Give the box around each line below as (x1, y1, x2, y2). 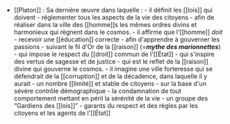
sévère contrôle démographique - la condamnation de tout (13, 87, 182, 95)
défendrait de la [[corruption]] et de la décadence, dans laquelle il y (13, 72, 208, 80)
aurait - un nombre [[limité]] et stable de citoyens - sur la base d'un (13, 80, 207, 87)
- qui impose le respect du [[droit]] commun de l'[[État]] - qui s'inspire (13, 50, 215, 58)
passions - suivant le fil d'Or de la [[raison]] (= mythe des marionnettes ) (13, 43, 221, 51)
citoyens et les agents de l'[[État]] (13, 109, 111, 117)
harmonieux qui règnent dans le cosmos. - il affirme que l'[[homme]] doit (13, 28, 223, 36)
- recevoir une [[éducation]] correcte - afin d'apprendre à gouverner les (13, 35, 220, 44)
